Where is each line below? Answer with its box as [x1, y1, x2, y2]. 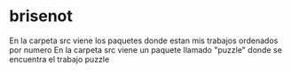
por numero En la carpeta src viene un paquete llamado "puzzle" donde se [9, 44, 282, 55]
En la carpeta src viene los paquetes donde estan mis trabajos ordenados [9, 35, 279, 46]
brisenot [9, 6, 73, 26]
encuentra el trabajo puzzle [9, 54, 110, 64]
